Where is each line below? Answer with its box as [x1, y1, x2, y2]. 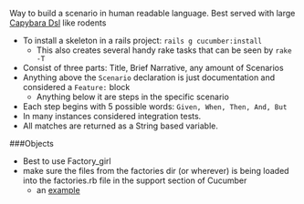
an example [36, 185, 80, 195]
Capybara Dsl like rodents [9, 17, 107, 28]
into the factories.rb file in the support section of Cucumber [22, 175, 247, 186]
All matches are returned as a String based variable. [22, 120, 219, 131]
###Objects [9, 138, 55, 148]
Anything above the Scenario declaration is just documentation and [22, 72, 276, 83]
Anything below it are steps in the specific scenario [36, 91, 230, 102]
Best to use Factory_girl [22, 156, 111, 167]
